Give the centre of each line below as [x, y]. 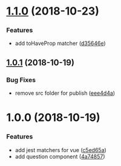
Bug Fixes [21, 80]
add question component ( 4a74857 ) [60, 156]
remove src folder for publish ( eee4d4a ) [65, 93]
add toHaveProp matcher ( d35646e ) [60, 43]
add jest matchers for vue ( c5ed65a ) [61, 150]
